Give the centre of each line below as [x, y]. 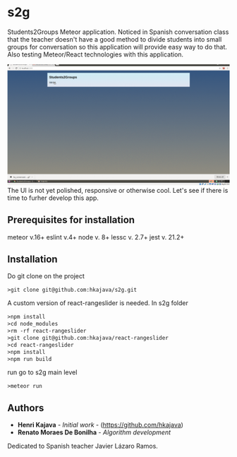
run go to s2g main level [42, 372]
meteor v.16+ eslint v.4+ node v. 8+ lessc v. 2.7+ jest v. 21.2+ [96, 237]
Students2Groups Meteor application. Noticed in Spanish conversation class [118, 32]
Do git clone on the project [46, 276]
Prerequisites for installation [71, 220]
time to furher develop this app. [53, 198]
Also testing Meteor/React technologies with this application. [96, 54]
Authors [26, 408]
